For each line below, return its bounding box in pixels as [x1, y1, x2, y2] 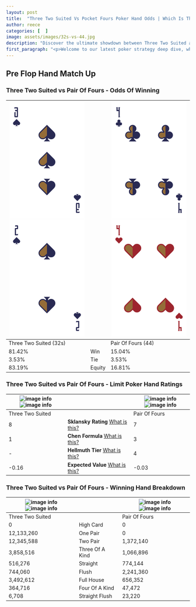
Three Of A [78, 546, 106, 553]
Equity [90, 364, 106, 371]
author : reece [6, 22, 41, 27]
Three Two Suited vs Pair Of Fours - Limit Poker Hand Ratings [6, 380, 183, 388]
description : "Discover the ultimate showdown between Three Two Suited [6, 40, 187, 46]
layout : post [6, 9, 38, 15]
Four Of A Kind [78, 585, 114, 592]
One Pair [78, 529, 100, 536]
